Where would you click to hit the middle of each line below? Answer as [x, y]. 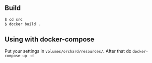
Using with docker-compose [50, 39]
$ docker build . [23, 24]
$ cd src [14, 19]
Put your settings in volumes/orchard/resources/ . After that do [68, 51]
